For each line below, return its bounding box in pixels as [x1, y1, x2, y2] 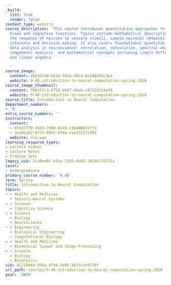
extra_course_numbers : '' [5, 111, 60, 117]
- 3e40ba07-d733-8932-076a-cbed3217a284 [10, 130, 97, 135]
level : [5, 163, 19, 168]
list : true [10, 12, 33, 17]
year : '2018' [5, 272, 33, 277]
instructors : [5, 116, 33, 121]
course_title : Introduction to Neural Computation [5, 97, 115, 102]
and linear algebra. [10, 54, 53, 60]
